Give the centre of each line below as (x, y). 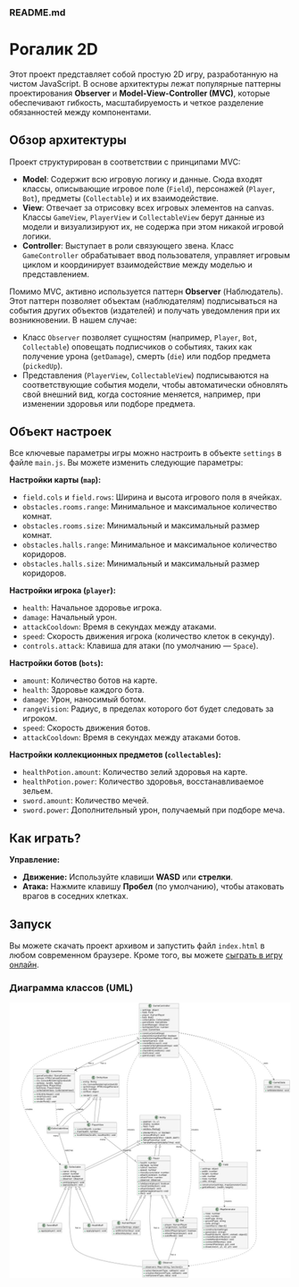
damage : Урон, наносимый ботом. (84, 700)
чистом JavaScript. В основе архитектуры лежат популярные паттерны (145, 83)
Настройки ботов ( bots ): (57, 663)
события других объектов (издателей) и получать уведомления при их (145, 310)
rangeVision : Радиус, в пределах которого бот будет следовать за (148, 709)
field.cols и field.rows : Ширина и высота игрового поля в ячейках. (152, 497)
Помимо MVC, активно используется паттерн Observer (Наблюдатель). (146, 291)
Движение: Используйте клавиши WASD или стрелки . (128, 877)
